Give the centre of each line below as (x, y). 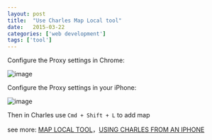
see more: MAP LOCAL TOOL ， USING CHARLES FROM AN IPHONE (106, 130)
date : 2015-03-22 (36, 27)
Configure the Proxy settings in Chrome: (66, 60)
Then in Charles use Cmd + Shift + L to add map (79, 115)
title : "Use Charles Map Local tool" (65, 21)
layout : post (27, 14)
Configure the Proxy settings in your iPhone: (72, 88)
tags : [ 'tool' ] (30, 40)
